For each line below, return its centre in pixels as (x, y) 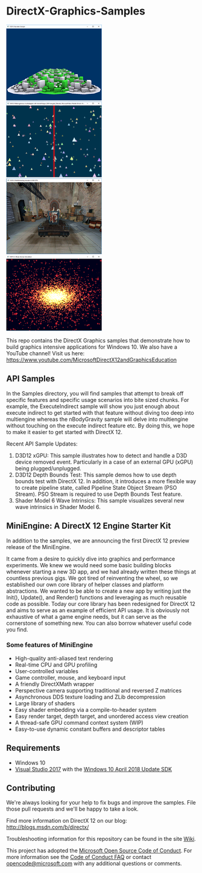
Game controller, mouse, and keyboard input (70, 677)
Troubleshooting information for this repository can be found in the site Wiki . (101, 839)
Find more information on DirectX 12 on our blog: (67, 821)
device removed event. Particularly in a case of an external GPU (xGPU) (104, 462)
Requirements (33, 748)
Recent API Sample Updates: (42, 444)
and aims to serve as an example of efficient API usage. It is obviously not (98, 610)
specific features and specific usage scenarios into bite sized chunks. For (98, 400)
